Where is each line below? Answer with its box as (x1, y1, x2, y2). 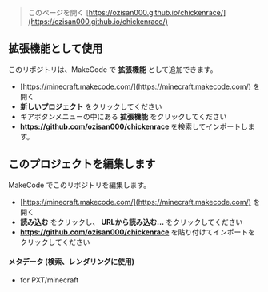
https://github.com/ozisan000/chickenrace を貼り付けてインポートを (19, 227, 256, 237)
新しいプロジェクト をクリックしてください (19, 102, 162, 111)
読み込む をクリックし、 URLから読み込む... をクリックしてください (19, 217, 243, 226)
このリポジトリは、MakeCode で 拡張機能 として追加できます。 (8, 64, 218, 74)
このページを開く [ (27, 8, 90, 17)
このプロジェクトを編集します (8, 158, 156, 171)
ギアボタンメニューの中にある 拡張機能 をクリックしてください (19, 111, 227, 121)
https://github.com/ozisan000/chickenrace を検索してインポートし (19, 122, 248, 131)
